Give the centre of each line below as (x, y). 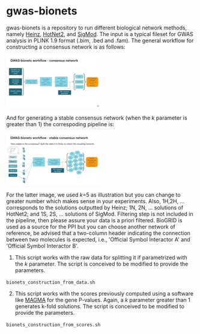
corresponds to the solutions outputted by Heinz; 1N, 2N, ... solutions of (95, 208)
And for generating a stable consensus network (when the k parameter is (97, 118)
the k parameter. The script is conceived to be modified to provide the (102, 264)
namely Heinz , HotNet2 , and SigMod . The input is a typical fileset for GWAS (100, 34)
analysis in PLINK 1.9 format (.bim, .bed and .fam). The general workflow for (100, 40)
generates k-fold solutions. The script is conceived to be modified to (100, 306)
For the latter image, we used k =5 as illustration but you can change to (94, 195)
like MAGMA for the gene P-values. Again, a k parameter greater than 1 (102, 300)
